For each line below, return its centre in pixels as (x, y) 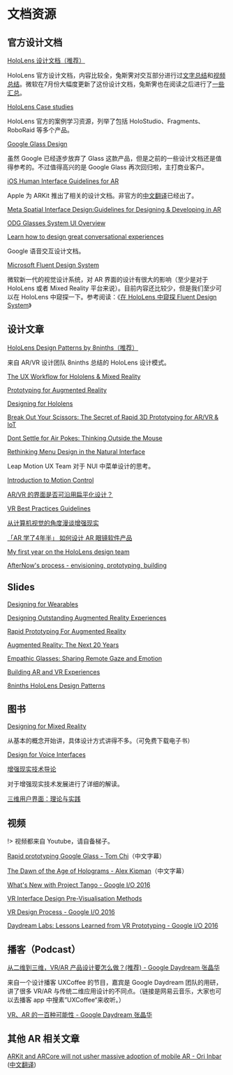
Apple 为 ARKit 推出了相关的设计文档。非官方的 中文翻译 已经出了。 (103, 195)
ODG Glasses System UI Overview (57, 223)
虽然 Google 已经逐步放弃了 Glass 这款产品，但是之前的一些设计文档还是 (112, 158)
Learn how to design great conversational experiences (85, 236)
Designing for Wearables (43, 604)
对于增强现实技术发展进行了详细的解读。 (65, 784)
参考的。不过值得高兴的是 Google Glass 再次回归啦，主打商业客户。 (110, 167)
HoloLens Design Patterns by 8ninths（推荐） (73, 348)
